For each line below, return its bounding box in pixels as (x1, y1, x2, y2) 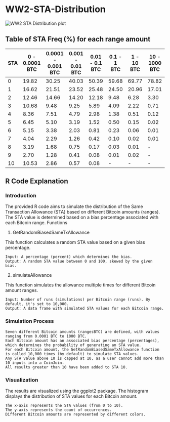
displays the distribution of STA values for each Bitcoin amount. (5, 393, 138, 399)
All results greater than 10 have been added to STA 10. (5, 364, 128, 370)
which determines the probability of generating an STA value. (5, 343, 142, 348)
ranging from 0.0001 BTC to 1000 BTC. (5, 333, 87, 339)
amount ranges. (5, 287, 38, 293)
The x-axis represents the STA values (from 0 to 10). (5, 403, 123, 408)
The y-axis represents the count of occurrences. (5, 407, 112, 413)
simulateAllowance (12, 272, 52, 278)
